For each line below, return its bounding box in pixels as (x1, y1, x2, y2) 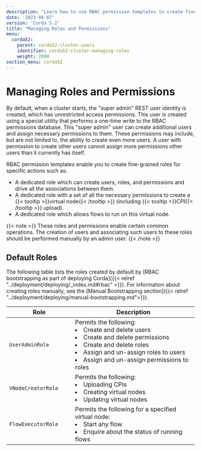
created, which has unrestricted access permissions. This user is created (6, 111, 187, 118)
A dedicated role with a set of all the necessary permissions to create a (14, 191, 190, 199)
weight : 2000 (17, 53, 50, 59)
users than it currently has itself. (6, 149, 86, 157)
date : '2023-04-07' (6, 14, 55, 20)
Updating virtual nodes (83, 395, 148, 404)
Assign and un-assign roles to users (83, 348, 185, 357)
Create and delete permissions (83, 333, 169, 342)
